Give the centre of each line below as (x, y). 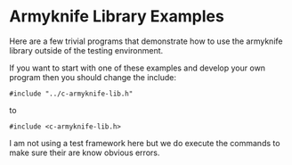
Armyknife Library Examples (117, 16)
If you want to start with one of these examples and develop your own (137, 68)
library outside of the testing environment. (86, 50)
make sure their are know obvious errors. (85, 153)
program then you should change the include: (93, 77)
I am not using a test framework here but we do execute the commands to (145, 143)
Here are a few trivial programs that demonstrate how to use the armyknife (146, 41)
